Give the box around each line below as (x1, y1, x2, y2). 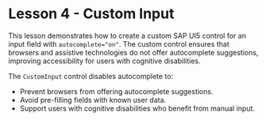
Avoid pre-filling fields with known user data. (19, 95, 167, 104)
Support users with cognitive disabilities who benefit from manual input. (19, 104, 256, 113)
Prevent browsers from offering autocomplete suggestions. (19, 86, 214, 96)
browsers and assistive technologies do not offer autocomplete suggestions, (8, 47, 259, 57)
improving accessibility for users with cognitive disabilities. (8, 56, 201, 66)
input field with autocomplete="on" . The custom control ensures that (8, 39, 230, 48)
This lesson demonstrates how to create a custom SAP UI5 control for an (8, 31, 246, 40)
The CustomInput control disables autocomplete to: (8, 71, 173, 81)
